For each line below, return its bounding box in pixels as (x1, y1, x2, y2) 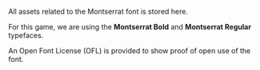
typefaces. (8, 31, 44, 40)
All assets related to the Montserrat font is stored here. (8, 7, 188, 16)
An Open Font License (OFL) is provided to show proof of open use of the (8, 46, 251, 55)
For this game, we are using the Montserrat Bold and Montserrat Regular (8, 22, 252, 31)
